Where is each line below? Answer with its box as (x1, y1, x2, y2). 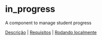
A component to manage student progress (5, 20, 92, 26)
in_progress (5, 3, 55, 15)
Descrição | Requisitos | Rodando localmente (5, 29, 97, 35)
